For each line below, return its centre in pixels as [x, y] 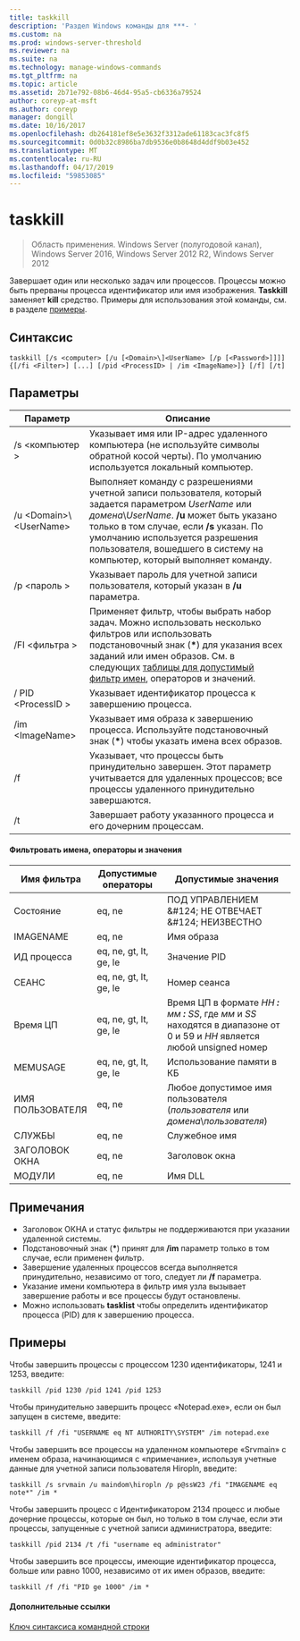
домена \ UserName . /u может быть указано [183, 515]
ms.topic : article [43, 84]
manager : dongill [42, 117]
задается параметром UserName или [171, 503]
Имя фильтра [51, 879]
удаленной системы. [62, 1239]
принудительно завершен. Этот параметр [180, 766]
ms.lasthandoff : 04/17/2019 [62, 167]
